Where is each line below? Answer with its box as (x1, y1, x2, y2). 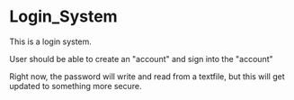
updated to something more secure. (9, 80, 142, 91)
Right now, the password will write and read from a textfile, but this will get (9, 70, 285, 82)
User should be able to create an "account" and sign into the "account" (9, 53, 273, 64)
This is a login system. (9, 36, 93, 47)
